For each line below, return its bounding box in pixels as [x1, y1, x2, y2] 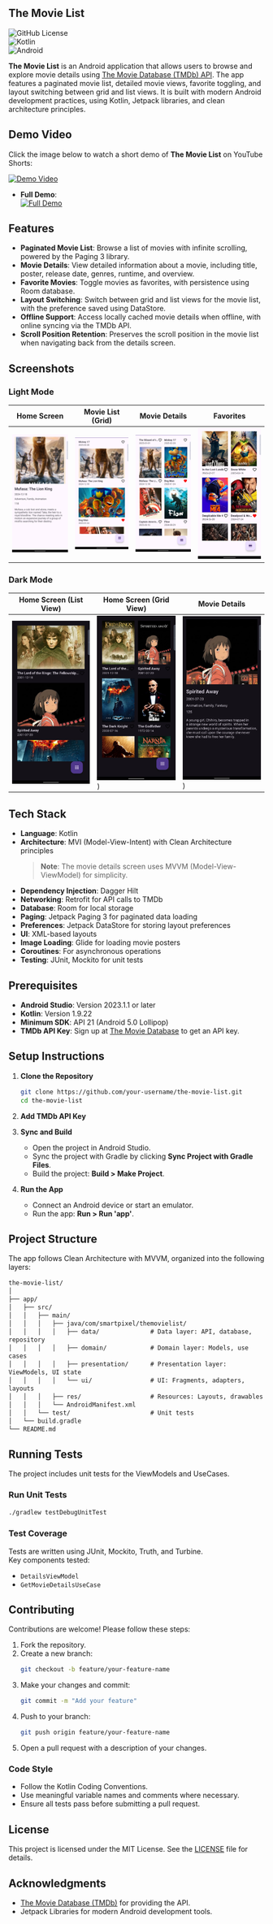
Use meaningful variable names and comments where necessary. [19, 1791, 240, 1800]
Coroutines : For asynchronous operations [19, 947, 162, 956]
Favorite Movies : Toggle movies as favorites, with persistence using [19, 278, 249, 288]
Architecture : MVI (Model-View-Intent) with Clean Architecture [19, 837, 232, 847]
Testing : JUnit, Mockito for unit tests [19, 955, 144, 965]
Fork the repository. [19, 1640, 87, 1650]
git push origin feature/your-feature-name [19, 1728, 171, 1737]
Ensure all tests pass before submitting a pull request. [19, 1799, 201, 1809]
